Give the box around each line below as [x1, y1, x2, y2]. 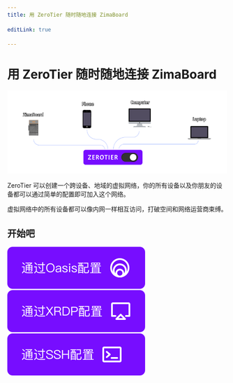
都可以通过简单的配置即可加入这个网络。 [13, 190, 130, 199]
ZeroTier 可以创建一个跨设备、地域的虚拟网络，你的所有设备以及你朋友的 [7, 181, 217, 190]
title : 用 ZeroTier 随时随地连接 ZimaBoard [7, 11, 128, 18]
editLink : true [7, 26, 52, 33]
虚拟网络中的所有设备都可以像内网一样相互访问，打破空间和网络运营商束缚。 [7, 205, 227, 214]
